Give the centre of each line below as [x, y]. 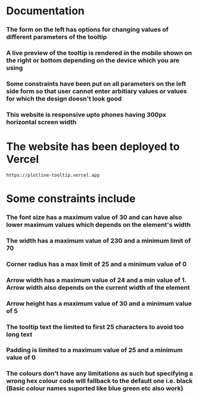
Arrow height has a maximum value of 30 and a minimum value [99, 303]
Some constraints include [71, 199]
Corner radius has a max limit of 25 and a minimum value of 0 [97, 264]
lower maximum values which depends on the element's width [99, 224]
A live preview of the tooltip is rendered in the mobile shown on [99, 53]
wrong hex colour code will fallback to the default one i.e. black [99, 381]
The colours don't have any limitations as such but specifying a [100, 374]
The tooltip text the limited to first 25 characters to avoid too [95, 327]
